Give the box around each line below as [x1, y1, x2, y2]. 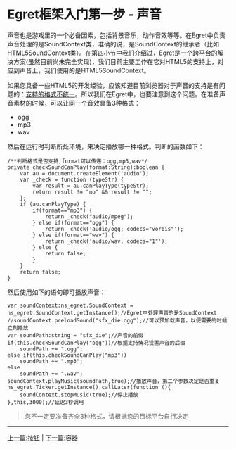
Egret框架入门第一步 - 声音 [7, 6, 162, 23]
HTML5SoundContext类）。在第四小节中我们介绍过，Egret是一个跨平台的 [7, 49, 218, 57]
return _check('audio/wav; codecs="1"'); [44, 237, 169, 245]
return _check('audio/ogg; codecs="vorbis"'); [44, 225, 184, 232]
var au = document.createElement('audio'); [20, 170, 150, 177]
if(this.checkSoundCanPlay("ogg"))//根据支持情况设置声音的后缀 [7, 339, 186, 346]
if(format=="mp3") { [32, 207, 93, 214]
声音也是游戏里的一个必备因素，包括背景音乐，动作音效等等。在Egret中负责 [7, 31, 226, 39]
